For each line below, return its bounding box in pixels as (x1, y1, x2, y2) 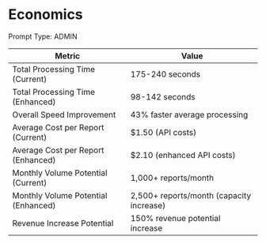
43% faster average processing (130, 109, 249, 120)
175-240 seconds (130, 69, 201, 80)
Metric (55, 50, 81, 61)
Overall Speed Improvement (12, 109, 116, 120)
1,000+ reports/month (130, 172, 215, 183)
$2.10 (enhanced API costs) (130, 149, 236, 160)
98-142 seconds (130, 91, 196, 102)
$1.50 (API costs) (130, 126, 196, 137)
